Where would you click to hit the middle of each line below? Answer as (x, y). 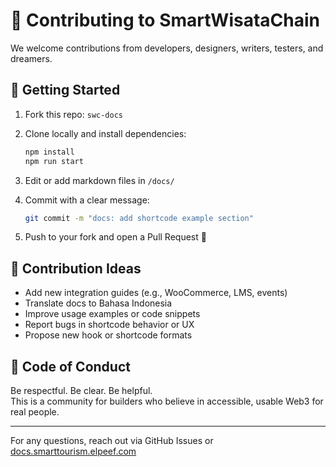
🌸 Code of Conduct (70, 366)
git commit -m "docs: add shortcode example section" (139, 218)
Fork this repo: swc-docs (74, 114)
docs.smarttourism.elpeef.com (73, 451)
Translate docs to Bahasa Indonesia (98, 303)
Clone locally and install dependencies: (105, 133)
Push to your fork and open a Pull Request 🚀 (115, 237)
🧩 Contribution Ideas (76, 268)
